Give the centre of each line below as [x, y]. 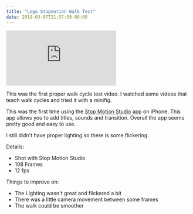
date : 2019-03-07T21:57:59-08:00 [47, 17]
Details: [15, 147]
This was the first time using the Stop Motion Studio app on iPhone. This [93, 111]
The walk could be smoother [49, 205]
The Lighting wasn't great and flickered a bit [68, 193]
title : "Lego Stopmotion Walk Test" [51, 11]
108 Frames [28, 164]
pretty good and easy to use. [41, 124]
